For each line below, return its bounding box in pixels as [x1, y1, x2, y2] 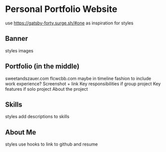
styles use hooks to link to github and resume [5, 141, 98, 148]
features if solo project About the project [5, 86, 88, 92]
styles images [5, 47, 34, 53]
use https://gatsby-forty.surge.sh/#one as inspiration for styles [5, 20, 134, 26]
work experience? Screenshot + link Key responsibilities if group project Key [5, 81, 161, 87]
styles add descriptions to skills [5, 114, 69, 120]
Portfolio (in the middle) [5, 62, 80, 71]
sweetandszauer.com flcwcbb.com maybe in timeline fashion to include [5, 75, 152, 81]
